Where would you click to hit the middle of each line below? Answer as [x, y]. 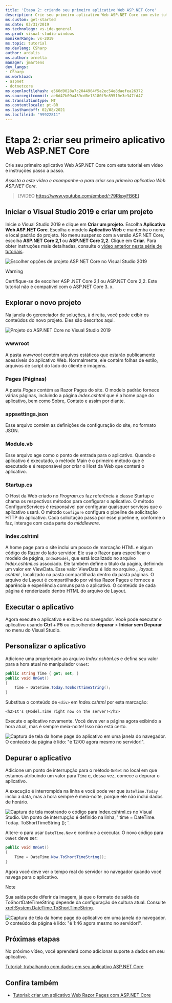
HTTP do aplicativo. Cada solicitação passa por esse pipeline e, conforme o [85, 517]
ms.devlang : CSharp [26, 48]
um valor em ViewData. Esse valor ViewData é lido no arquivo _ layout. [80, 569]
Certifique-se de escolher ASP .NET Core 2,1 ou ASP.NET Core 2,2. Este [81, 281]
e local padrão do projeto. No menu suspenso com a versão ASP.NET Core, [85, 235]
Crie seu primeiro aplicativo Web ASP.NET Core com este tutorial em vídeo [84, 165]
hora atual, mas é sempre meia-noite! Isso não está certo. [66, 727]
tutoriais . [15, 251]
